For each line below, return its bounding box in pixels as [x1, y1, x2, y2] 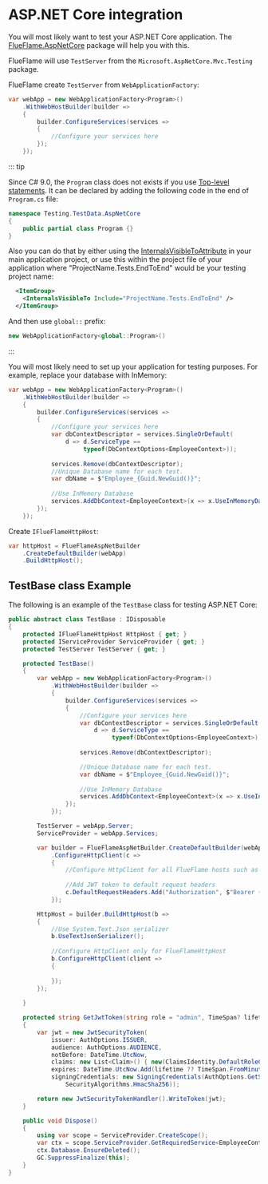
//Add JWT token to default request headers [65, 881, 216, 889]
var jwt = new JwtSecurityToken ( [37, 1028, 148, 1036]
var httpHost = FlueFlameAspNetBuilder [8, 541, 141, 550]
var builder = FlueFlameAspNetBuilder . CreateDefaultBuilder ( [37, 844, 245, 852]
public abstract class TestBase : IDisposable [8, 616, 166, 624]
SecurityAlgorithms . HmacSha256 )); [65, 1080, 180, 1088]
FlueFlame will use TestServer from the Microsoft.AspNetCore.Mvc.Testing [8, 56, 253, 65]
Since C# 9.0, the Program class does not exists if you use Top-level [8, 177, 230, 187]
